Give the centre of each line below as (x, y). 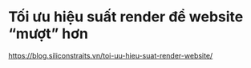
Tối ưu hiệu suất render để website (126, 17)
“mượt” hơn (48, 34)
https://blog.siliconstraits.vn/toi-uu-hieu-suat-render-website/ (111, 55)
